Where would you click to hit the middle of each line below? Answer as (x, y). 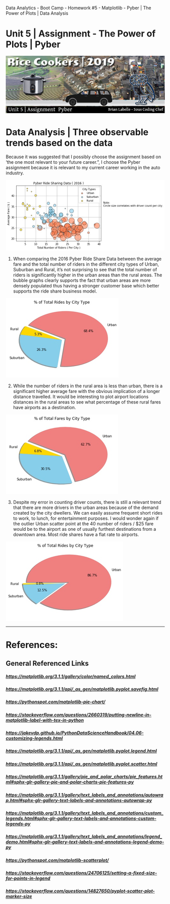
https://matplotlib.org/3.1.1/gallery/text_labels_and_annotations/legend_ (84, 837)
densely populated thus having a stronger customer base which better (86, 286)
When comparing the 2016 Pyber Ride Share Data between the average (87, 259)
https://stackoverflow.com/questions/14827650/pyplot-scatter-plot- (80, 891)
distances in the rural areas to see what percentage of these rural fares (87, 402)
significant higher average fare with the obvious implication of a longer (87, 391)
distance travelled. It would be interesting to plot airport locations (81, 397)
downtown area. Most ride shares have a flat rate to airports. (76, 534)
